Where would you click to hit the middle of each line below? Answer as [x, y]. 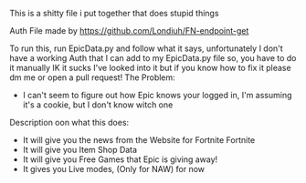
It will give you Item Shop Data [80, 150]
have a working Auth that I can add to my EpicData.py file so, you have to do [153, 58]
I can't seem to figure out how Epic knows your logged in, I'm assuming [157, 95]
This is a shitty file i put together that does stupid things [114, 13]
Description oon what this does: [69, 122]
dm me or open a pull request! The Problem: [92, 77]
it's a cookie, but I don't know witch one [98, 105]
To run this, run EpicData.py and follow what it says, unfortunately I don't [146, 48]
